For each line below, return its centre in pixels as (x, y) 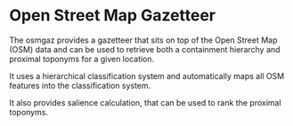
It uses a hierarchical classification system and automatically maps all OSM (147, 75)
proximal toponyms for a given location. (82, 59)
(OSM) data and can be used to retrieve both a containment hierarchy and (145, 49)
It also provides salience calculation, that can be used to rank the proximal (146, 102)
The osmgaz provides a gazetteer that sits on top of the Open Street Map (143, 40)
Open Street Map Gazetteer (113, 16)
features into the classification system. (80, 85)
